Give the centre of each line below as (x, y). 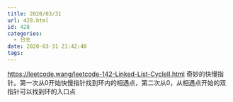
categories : (25, 33)
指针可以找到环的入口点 (41, 91)
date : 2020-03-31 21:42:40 (47, 46)
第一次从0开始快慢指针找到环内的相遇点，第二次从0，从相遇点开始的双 (123, 82)
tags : (15, 53)
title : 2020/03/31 (34, 14)
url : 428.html (28, 20)
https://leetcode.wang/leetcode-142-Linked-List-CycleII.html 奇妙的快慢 (113, 74)
